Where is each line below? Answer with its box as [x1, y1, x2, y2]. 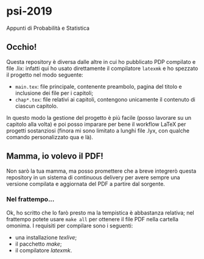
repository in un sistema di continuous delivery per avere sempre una [6, 173, 181, 181]
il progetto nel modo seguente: [6, 71, 83, 78]
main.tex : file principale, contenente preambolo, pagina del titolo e [15, 83, 182, 90]
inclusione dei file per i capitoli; [15, 89, 93, 97]
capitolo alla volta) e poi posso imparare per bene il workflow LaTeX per [6, 120, 186, 128]
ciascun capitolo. [15, 102, 58, 109]
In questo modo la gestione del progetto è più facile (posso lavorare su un [6, 114, 192, 121]
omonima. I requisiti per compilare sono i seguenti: [6, 222, 133, 229]
